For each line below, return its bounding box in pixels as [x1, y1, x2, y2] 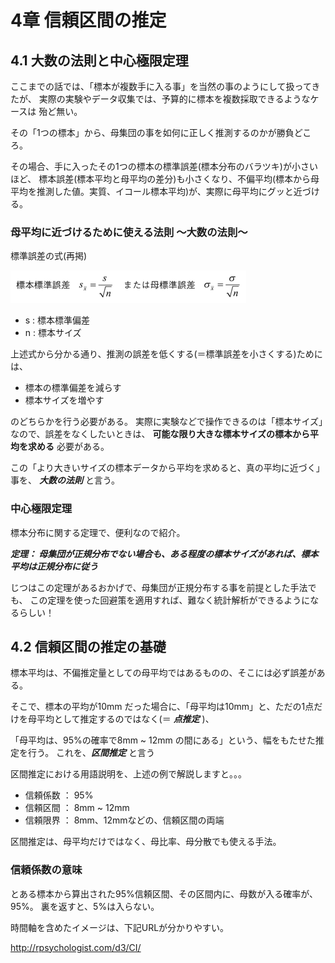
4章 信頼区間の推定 [10, 9, 167, 32]
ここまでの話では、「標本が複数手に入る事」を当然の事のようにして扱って [10, 81, 312, 92]
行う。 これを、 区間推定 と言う [27, 747, 156, 759]
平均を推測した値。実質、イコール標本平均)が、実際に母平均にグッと [10, 186, 294, 197]
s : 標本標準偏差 [24, 314, 91, 326]
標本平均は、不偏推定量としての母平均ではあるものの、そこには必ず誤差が [10, 667, 317, 679]
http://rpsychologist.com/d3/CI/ [10, 941, 142, 953]
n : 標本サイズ [24, 327, 82, 339]
